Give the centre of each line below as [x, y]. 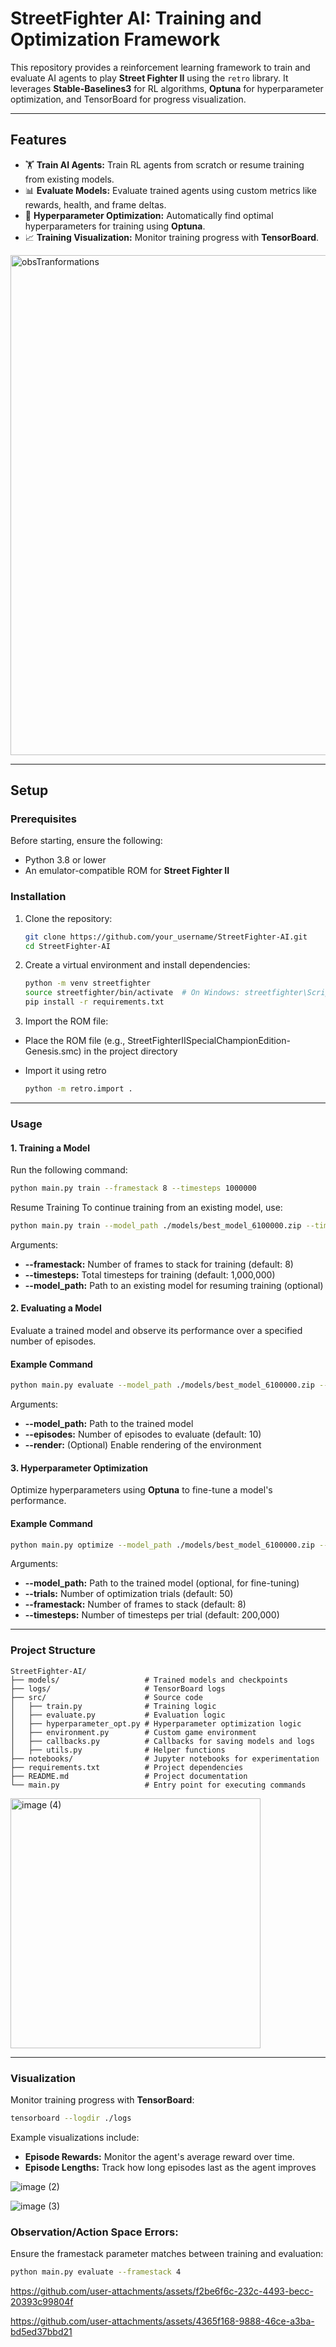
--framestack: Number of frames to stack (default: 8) [135, 1604]
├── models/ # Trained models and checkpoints [149, 1680]
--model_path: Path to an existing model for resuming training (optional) [174, 1285]
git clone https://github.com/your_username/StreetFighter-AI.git [166, 937]
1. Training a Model [50, 1148]
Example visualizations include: [75, 2137]
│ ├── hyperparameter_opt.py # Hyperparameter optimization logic [156, 1723]
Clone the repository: [68, 918]
